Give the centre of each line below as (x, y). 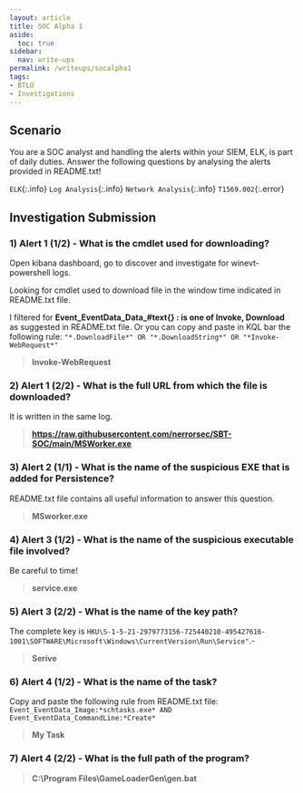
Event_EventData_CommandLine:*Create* (83, 718)
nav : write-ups (46, 60)
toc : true (36, 43)
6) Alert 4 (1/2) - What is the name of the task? (113, 682)
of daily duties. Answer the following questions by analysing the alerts (140, 162)
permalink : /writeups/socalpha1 (70, 69)
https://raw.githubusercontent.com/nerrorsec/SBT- (132, 434)
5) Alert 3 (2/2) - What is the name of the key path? (124, 611)
